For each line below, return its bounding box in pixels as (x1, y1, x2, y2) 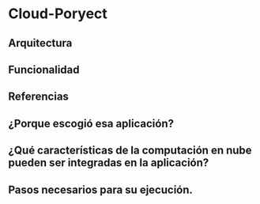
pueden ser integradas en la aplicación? (8, 156, 209, 170)
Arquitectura (8, 36, 73, 50)
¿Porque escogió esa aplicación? (8, 116, 174, 130)
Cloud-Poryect (8, 5, 108, 23)
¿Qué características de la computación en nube (8, 144, 252, 157)
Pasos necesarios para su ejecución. (8, 183, 194, 196)
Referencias (8, 90, 70, 104)
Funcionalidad (8, 62, 81, 76)
